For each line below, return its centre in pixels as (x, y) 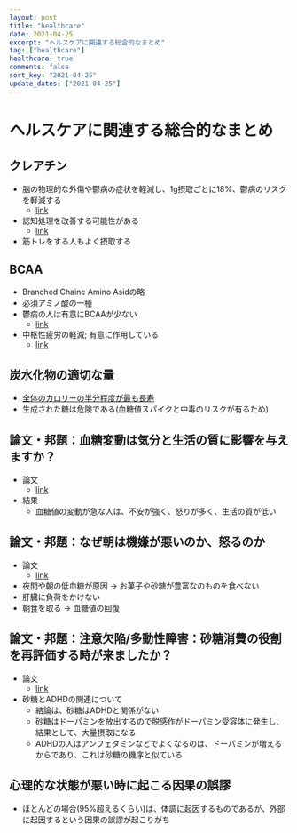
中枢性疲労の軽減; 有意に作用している (90, 335)
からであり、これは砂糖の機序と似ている (109, 754)
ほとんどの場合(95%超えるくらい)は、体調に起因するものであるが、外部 (153, 808)
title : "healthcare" (47, 26)
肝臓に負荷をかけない (61, 597)
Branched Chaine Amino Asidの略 (83, 292)
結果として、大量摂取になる (86, 732)
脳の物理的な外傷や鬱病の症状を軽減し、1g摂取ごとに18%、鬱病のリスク (154, 188)
